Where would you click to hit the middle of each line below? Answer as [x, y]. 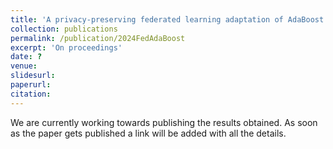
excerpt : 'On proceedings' [66, 47]
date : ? [26, 57]
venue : [24, 66]
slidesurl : [33, 76]
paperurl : [31, 85]
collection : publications [64, 29]
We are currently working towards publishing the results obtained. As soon [164, 122]
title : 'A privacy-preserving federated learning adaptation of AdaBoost [167, 19]
